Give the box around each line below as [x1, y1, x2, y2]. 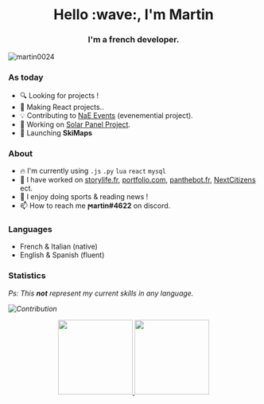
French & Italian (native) [19, 241, 98, 252]
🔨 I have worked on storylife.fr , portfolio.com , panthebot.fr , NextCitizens [19, 175, 256, 185]
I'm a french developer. [87, 34, 180, 45]
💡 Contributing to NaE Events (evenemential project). [19, 110, 193, 120]
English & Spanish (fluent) [19, 250, 105, 260]
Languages [8, 224, 53, 234]
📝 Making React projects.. [19, 102, 105, 112]
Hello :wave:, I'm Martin [53, 6, 214, 24]
